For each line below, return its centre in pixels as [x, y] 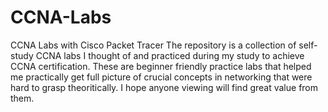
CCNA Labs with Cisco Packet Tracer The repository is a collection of [153, 45]
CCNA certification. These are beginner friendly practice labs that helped [161, 66]
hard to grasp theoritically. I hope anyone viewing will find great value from [164, 87]
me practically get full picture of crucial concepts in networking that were [161, 77]
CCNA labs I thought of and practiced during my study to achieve [170, 55]
